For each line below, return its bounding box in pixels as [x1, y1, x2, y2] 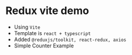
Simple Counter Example [13, 42, 74, 49]
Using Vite [13, 23, 40, 30]
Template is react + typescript [13, 29, 92, 36]
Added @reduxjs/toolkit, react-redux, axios [13, 36, 127, 43]
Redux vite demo [5, 4, 89, 18]
